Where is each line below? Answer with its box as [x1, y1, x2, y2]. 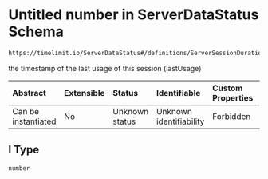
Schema [8, 22, 64, 41]
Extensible [63, 87, 105, 98]
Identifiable [156, 87, 201, 98]
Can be [12, 105, 40, 117]
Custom [212, 82, 243, 93]
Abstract [12, 87, 46, 98]
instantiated [12, 116, 57, 127]
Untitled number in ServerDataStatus [8, 6, 259, 24]
